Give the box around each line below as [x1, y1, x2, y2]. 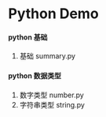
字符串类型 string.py [19, 100, 85, 109]
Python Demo [8, 5, 100, 23]
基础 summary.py [19, 51, 76, 61]
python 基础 [8, 32, 48, 42]
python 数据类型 [8, 70, 61, 80]
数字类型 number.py [19, 90, 84, 100]
